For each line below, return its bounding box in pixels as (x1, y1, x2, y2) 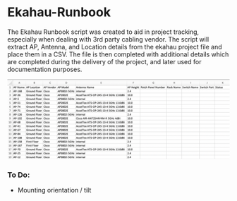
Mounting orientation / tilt (17, 186, 92, 195)
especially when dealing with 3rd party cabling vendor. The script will (7, 35, 209, 43)
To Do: (7, 170, 30, 180)
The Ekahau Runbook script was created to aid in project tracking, (7, 28, 200, 36)
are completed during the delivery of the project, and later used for (7, 57, 202, 66)
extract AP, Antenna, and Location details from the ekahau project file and (7, 42, 222, 51)
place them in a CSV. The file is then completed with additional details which (7, 50, 229, 59)
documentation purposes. (7, 65, 83, 73)
